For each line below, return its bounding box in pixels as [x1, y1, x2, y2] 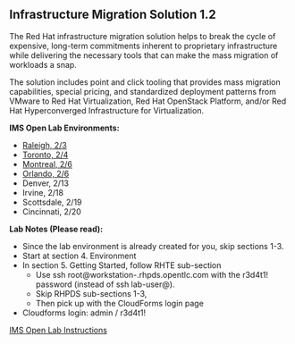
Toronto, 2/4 [21, 149, 69, 160]
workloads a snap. [9, 59, 78, 70]
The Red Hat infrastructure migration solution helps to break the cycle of [9, 30, 276, 41]
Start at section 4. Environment [21, 250, 137, 261]
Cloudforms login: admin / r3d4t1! [21, 307, 147, 318]
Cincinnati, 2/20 [21, 206, 82, 217]
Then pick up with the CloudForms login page [35, 298, 204, 308]
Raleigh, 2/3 [21, 139, 67, 150]
